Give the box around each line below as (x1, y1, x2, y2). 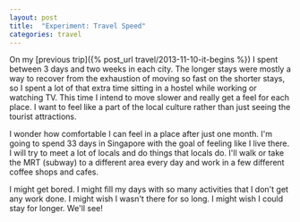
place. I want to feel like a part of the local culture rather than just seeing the (9, 102, 291, 113)
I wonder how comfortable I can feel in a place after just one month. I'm (9, 129, 273, 140)
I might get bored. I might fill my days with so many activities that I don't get (9, 184, 289, 195)
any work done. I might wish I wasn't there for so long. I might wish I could (9, 193, 284, 204)
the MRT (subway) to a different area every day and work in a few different (9, 158, 285, 168)
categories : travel (9, 30, 82, 38)
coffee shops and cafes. (9, 166, 99, 177)
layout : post (9, 13, 58, 22)
